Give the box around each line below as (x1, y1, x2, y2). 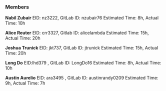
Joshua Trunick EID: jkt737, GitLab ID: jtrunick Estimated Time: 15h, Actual (5, 45, 158, 51)
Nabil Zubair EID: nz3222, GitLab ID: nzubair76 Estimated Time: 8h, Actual (5, 15, 159, 21)
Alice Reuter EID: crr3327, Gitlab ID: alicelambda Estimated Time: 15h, (5, 30, 149, 36)
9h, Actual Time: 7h (5, 80, 45, 86)
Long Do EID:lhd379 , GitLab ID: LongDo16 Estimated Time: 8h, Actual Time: (5, 60, 161, 66)
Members (5, 3, 29, 10)
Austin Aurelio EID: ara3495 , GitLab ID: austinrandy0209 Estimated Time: (5, 75, 158, 81)
